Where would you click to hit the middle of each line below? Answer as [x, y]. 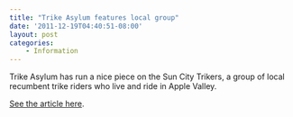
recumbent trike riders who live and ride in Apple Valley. [113, 86]
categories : [32, 43]
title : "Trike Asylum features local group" [94, 18]
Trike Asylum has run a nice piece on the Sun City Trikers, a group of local [147, 76]
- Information [52, 51]
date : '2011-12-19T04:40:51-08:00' [76, 26]
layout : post [34, 34]
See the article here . [47, 103]
